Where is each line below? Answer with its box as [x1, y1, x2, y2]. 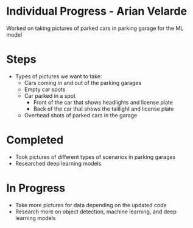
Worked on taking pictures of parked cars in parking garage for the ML [6, 24, 184, 32]
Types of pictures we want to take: [15, 72, 102, 80]
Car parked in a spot [24, 92, 76, 99]
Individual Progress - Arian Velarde [6, 4, 188, 18]
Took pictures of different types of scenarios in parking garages [15, 153, 176, 160]
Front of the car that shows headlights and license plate [33, 98, 174, 106]
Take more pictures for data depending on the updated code [15, 201, 167, 208]
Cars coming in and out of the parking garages [24, 79, 142, 86]
